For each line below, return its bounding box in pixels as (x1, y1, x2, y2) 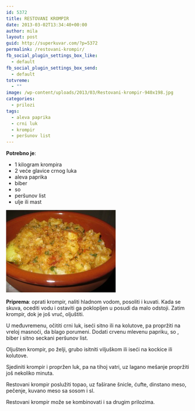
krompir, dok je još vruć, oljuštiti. (6, 311, 85, 318)
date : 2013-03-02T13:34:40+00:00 (6, 22, 88, 28)
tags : (6, 108, 19, 114)
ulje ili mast (14, 198, 42, 205)
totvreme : (6, 77, 30, 83)
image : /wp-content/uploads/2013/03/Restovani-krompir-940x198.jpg (6, 90, 174, 96)
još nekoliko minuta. (6, 369, 54, 377)
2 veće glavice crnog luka (14, 167, 77, 174)
